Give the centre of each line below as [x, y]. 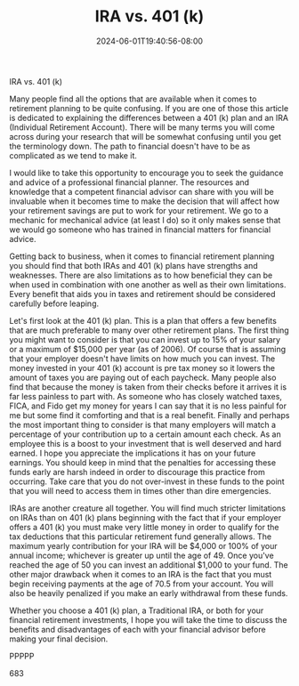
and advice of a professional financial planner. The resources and [129, 182]
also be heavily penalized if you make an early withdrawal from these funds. [149, 593]
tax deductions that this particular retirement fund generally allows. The [141, 537]
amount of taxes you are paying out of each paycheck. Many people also [143, 377]
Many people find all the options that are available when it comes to [133, 99]
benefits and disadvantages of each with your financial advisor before [137, 629]
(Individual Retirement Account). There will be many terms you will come [142, 127]
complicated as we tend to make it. [73, 155]
